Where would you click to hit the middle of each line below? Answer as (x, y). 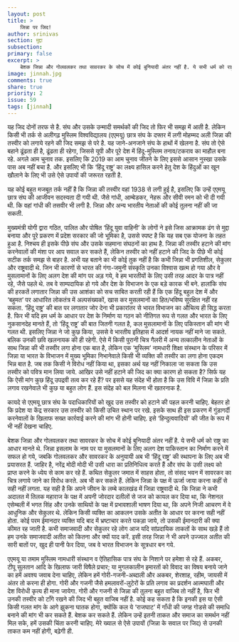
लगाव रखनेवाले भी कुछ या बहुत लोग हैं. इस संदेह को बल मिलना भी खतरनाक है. (95, 388)
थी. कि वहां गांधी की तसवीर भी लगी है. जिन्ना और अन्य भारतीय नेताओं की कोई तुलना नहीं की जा (113, 205)
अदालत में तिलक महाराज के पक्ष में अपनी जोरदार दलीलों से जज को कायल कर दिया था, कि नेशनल (115, 497)
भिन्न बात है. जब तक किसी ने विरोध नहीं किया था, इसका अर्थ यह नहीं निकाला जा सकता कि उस (112, 363)
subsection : (25, 47)
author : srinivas (33, 34)
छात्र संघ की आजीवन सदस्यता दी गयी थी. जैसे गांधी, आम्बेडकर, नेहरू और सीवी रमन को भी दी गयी (116, 197)
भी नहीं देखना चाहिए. (30, 426)
